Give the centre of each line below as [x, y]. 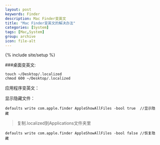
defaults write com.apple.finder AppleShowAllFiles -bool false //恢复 [78, 133]
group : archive [20, 37]
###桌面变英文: [20, 65]
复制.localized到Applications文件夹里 [54, 123]
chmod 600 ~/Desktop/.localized [38, 78]
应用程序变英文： [22, 88]
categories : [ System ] [27, 28]
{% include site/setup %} [30, 55]
